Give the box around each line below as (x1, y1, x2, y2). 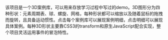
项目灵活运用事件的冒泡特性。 (9, 29, 71, 35)
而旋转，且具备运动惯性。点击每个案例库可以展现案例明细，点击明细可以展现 (5, 17, 163, 22)
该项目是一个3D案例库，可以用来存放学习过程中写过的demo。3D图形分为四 (5, 4, 160, 10)
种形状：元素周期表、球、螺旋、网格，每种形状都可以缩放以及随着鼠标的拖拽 (5, 10, 163, 16)
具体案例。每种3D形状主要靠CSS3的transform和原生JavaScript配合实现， (5, 23, 157, 29)
